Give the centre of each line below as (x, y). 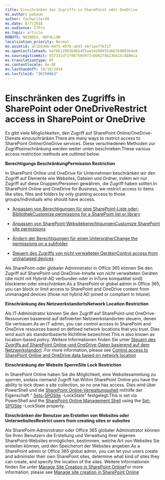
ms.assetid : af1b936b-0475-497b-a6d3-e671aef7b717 (58, 46)
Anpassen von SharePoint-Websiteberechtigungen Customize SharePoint (86, 223)
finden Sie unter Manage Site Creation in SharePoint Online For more (74, 467)
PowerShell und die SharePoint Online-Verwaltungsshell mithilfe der (74, 390)
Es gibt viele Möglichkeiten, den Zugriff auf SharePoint (60, 133)
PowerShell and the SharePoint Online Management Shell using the (73, 401)
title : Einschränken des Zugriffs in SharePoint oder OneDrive (71, 10)
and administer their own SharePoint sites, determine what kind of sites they (82, 456)
